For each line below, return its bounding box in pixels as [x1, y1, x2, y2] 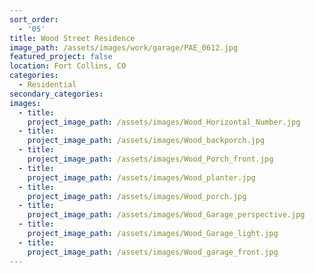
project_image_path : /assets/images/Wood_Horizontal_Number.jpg [27, 117, 301, 127]
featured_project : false [9, 52, 113, 62]
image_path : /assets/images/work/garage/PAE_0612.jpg [9, 42, 239, 53]
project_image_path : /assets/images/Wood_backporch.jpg [27, 136, 266, 146]
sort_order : [9, 14, 59, 25]
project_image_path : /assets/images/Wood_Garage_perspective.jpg [27, 210, 306, 220]
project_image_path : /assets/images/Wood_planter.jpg [27, 172, 256, 183]
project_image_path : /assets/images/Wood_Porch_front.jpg [27, 154, 274, 164]
